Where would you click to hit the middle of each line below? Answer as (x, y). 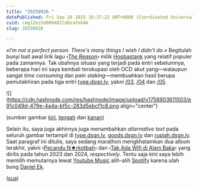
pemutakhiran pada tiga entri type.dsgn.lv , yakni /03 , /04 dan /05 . (86, 82)
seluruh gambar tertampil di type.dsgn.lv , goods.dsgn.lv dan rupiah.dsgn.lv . (99, 135)
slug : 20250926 (25, 28)
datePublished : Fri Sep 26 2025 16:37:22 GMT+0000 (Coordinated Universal (100, 17)
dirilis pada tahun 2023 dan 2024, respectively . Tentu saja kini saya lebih (95, 154)
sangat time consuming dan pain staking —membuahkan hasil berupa (91, 75)
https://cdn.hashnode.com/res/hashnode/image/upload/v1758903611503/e (99, 100)
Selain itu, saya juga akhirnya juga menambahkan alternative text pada (92, 129)
